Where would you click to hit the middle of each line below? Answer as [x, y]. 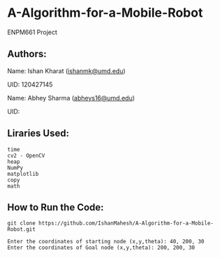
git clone [22, 223]
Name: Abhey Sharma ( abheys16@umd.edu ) [71, 98]
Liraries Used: [38, 134]
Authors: [27, 54]
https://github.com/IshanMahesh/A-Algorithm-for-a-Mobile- [126, 223]
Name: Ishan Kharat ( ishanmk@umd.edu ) [66, 70]
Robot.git [22, 229]
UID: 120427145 [30, 84]
